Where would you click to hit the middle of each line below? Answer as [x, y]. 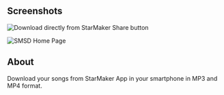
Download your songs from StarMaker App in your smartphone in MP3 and [112, 78]
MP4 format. [25, 85]
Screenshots [35, 11]
